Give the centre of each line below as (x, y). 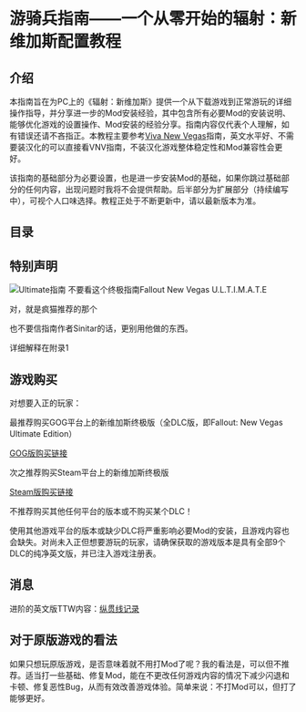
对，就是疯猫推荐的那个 (53, 309)
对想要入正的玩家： (46, 403)
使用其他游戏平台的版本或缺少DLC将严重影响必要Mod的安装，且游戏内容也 (149, 531)
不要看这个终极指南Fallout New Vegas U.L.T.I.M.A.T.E (167, 290)
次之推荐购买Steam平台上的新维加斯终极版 (89, 473)
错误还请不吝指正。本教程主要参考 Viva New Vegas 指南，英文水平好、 (148, 136)
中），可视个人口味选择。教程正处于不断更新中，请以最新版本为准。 (135, 201)
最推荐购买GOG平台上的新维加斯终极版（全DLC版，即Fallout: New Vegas (147, 423)
